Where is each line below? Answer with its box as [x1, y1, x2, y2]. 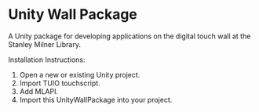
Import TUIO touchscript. [19, 78, 100, 88]
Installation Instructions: [8, 55, 86, 64]
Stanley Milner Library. [8, 39, 81, 49]
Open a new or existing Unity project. [19, 70, 140, 79]
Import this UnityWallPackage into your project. [19, 95, 173, 104]
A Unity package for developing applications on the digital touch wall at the [8, 31, 251, 41]
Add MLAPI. [19, 86, 59, 96]
